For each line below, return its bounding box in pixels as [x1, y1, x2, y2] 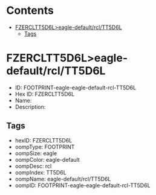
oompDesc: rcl [15, 162, 52, 170]
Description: [15, 103, 46, 110]
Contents [6, 4, 54, 18]
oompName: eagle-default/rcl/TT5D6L [15, 175, 111, 182]
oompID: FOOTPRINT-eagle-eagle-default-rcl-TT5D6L [15, 182, 151, 189]
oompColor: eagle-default [15, 156, 80, 163]
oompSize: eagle [15, 149, 57, 157]
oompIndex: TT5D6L [15, 168, 67, 176]
